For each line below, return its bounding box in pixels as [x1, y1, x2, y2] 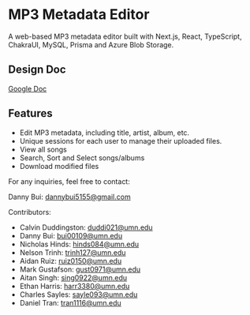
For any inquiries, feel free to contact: [8, 176, 130, 186]
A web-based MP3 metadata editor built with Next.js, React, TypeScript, [8, 32, 242, 41]
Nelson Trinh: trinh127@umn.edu [19, 247, 126, 257]
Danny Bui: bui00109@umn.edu [19, 231, 123, 240]
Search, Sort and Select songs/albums [19, 152, 145, 163]
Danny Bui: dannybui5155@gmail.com [8, 192, 132, 201]
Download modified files [19, 161, 99, 171]
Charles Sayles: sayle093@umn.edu [19, 290, 138, 299]
